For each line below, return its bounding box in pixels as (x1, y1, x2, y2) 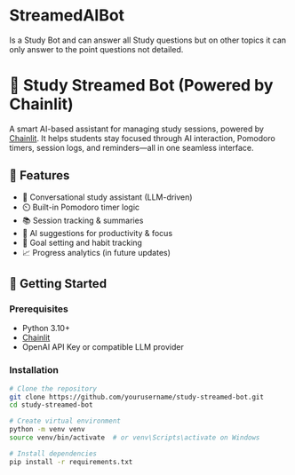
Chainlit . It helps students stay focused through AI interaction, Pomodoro (9, 132, 275, 143)
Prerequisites (9, 303, 68, 315)
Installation (9, 364, 60, 376)
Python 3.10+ (21, 323, 71, 334)
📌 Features (9, 168, 70, 183)
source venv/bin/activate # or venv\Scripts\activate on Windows (9, 433, 260, 442)
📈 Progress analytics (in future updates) (21, 247, 171, 257)
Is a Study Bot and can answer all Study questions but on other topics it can (9, 35, 287, 45)
